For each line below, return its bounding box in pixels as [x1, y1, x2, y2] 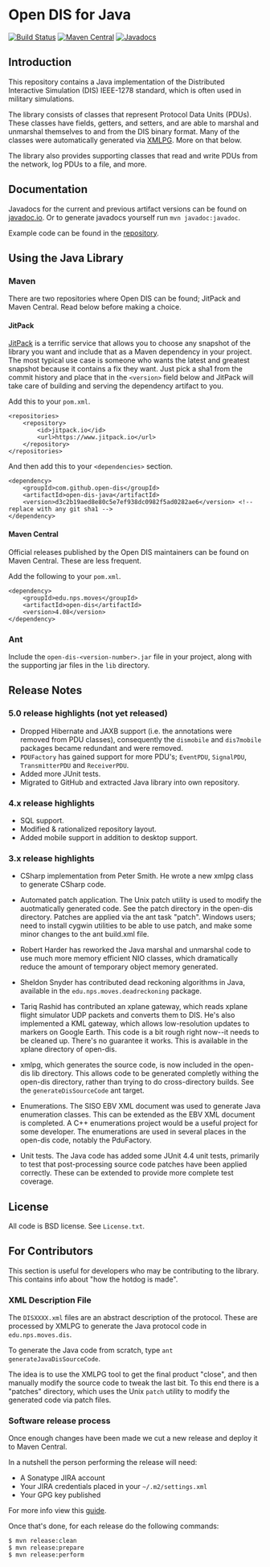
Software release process [8, 1415, 111, 1426]
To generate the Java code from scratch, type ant [8, 1345, 174, 1356]
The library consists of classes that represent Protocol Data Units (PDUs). [8, 109, 252, 119]
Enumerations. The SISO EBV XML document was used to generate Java [19, 1101, 261, 1111]
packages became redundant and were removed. [19, 743, 183, 753]
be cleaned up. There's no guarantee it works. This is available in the [19, 1036, 248, 1046]
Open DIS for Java [8, 6, 131, 24]
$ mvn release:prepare [8, 1544, 84, 1553]
